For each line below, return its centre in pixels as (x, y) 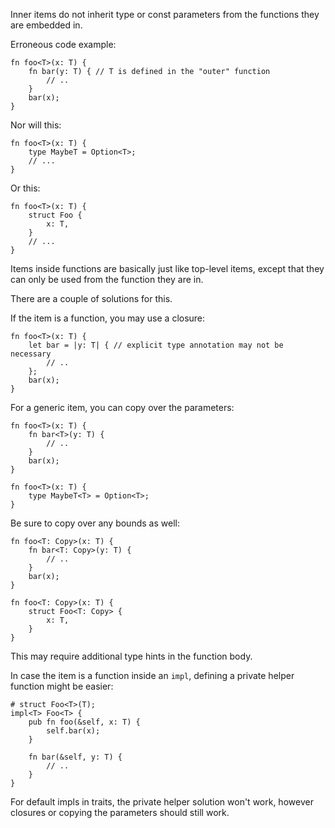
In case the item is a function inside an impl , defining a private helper (152, 675)
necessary (31, 354)
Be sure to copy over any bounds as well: (95, 523)
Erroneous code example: (63, 44)
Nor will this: (36, 125)
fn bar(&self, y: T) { (75, 757)
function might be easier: (62, 686)
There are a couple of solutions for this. (91, 298)
